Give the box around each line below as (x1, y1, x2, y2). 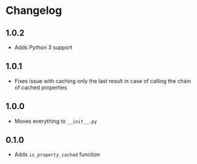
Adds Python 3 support (14, 44, 73, 51)
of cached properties (14, 84, 68, 91)
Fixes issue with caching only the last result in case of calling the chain (14, 77, 192, 85)
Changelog (5, 4, 62, 18)
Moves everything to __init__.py (14, 117, 97, 125)
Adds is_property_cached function (14, 151, 100, 158)
